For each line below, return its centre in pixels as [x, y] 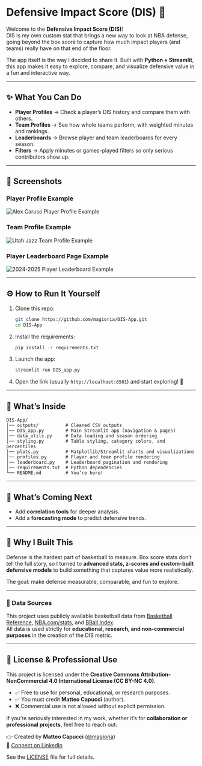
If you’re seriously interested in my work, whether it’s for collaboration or [97, 718]
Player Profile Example [40, 198]
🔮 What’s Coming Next [49, 497]
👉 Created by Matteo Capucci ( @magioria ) [61, 736]
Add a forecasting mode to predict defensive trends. [81, 518]
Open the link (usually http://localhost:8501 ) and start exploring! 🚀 [99, 382]
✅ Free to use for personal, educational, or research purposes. [92, 692]
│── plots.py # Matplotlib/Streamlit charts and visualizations [101, 452]
